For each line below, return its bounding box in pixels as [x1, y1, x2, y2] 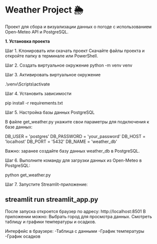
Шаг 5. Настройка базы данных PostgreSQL [5, 109, 95, 115]
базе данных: [5, 124, 33, 130]
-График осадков [5, 233, 41, 239]
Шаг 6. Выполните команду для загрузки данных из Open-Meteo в [5, 157, 142, 163]
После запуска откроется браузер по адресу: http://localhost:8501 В [5, 208, 146, 214]
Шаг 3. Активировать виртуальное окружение [5, 71, 101, 77]
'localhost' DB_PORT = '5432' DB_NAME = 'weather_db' [5, 139, 117, 144]
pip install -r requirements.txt [5, 100, 63, 105]
